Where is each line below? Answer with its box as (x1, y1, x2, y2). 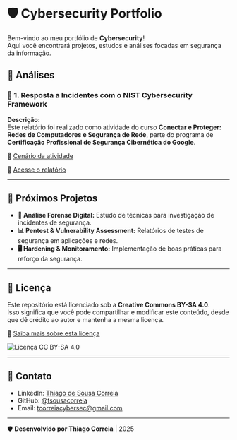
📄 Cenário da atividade (7, 151, 74, 160)
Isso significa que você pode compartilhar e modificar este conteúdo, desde (7, 308, 229, 316)
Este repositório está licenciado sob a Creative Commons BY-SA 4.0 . (7, 301, 210, 309)
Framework (7, 100, 47, 109)
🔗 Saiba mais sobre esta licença (7, 329, 100, 338)
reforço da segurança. (17, 255, 83, 263)
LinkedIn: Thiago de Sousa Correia (17, 389, 119, 398)
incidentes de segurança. (17, 218, 92, 227)
